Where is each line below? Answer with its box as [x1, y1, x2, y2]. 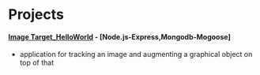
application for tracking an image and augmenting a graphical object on [19, 50, 253, 59]
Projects [8, 6, 65, 24]
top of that [19, 58, 54, 68]
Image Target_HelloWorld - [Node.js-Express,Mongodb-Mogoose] [8, 32, 231, 41]
